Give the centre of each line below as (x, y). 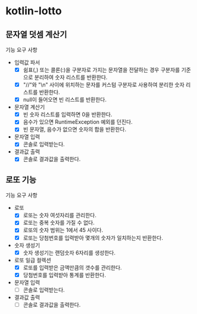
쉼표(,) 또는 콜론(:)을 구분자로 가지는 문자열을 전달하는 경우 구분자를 (101, 70)
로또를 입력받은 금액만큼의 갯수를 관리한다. (73, 267)
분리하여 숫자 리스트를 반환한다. (71, 77)
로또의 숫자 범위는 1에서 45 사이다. (63, 230)
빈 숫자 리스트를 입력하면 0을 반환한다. (68, 115)
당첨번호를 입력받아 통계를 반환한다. (65, 275)
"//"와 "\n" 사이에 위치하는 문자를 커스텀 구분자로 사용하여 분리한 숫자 (104, 85)
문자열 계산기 (29, 107)
